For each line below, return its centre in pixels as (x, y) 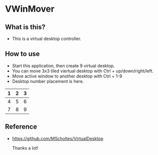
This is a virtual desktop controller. (47, 39)
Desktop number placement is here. (48, 81)
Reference (21, 127)
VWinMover (30, 9)
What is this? (25, 27)
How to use (22, 54)
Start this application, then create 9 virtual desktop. (63, 66)
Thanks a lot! (25, 148)
